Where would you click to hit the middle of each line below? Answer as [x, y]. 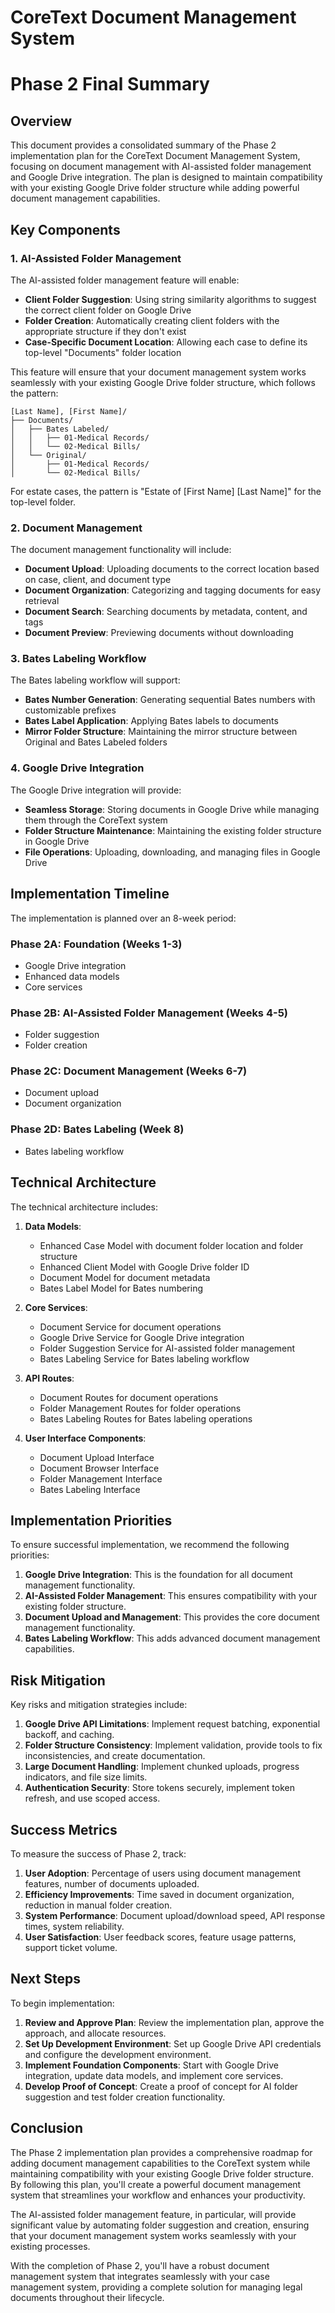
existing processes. [50, 2246]
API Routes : [49, 1378]
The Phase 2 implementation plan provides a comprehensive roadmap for [161, 2152]
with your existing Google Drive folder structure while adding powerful [155, 188]
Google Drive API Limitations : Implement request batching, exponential [172, 1724]
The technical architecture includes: [84, 1207]
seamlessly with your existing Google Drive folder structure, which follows [163, 382]
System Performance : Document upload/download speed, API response [175, 1916]
